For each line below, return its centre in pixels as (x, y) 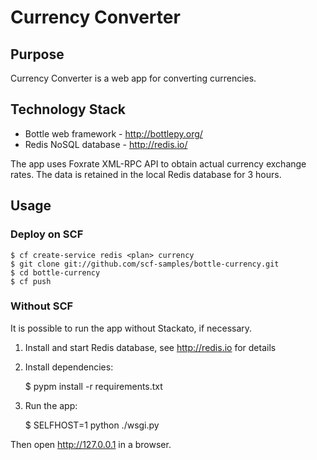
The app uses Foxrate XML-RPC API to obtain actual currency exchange (158, 163)
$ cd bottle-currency (55, 272)
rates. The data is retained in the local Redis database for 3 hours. (146, 174)
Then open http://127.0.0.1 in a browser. (91, 444)
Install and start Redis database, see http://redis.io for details (150, 347)
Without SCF (42, 306)
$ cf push (31, 281)
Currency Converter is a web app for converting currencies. (133, 78)
